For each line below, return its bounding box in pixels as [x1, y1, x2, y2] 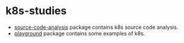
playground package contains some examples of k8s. [14, 29, 145, 37]
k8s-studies [5, 4, 67, 18]
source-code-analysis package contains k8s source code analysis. [14, 24, 179, 31]
